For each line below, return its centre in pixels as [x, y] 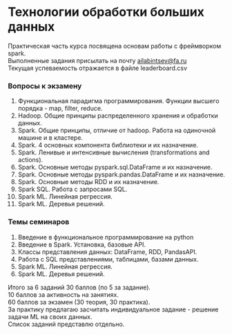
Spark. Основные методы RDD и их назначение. [88, 182]
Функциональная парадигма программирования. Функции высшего [118, 101]
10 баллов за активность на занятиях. [64, 294]
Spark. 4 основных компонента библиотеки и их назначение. [108, 145]
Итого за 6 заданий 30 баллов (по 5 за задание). [79, 287]
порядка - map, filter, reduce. [60, 109]
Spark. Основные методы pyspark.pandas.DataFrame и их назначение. [121, 174]
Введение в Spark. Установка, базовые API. [81, 244]
